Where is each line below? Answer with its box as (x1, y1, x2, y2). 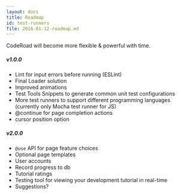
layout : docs (6, 8, 39, 15)
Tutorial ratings (14, 170, 53, 177)
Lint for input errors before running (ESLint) (14, 71, 122, 78)
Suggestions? (14, 183, 49, 190)
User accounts (14, 158, 52, 165)
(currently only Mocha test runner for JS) (14, 103, 117, 110)
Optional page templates (14, 151, 76, 158)
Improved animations (14, 84, 67, 91)
